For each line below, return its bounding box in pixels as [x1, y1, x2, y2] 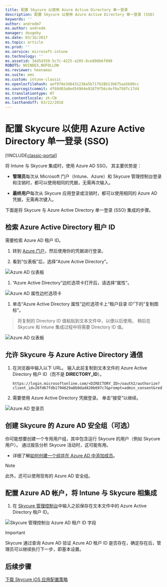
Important [5, 530, 25, 536]
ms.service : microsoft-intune [5, 49, 68, 54]
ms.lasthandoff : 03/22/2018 [5, 100, 64, 105]
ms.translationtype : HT [5, 91, 55, 96]
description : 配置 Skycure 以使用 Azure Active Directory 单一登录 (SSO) [5, 12, 155, 17]
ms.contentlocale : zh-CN [5, 95, 57, 100]
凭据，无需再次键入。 [12, 197, 56, 203]
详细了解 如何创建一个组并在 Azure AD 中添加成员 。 [12, 452, 118, 458]
